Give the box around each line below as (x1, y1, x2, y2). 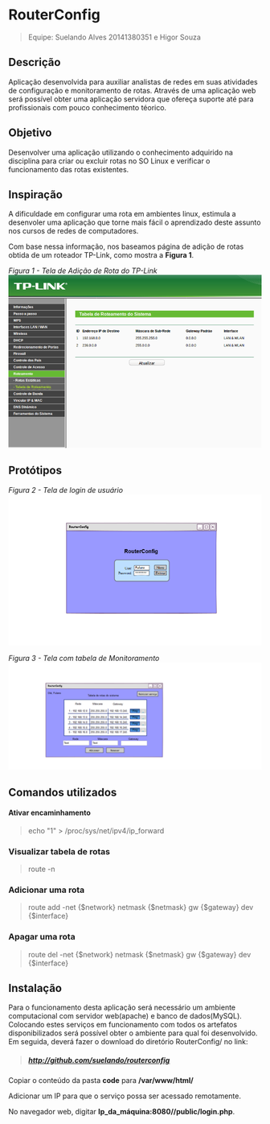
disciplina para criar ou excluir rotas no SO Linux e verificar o (8, 155, 211, 166)
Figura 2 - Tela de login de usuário (8, 485, 123, 494)
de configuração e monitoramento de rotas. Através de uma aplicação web (8, 85, 256, 95)
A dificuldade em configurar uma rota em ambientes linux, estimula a (8, 209, 236, 219)
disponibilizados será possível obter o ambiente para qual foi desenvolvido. (8, 1028, 258, 1038)
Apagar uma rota (8, 932, 76, 943)
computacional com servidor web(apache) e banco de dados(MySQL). (8, 1011, 243, 1021)
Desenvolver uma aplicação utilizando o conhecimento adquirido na (8, 147, 233, 157)
